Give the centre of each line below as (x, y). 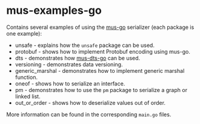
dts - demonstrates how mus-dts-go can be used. (78, 58)
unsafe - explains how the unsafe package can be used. (85, 45)
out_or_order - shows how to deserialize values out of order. (90, 102)
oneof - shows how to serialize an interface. (70, 83)
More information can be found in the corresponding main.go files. (89, 114)
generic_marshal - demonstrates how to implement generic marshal (100, 70)
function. (26, 77)
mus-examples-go (54, 11)
